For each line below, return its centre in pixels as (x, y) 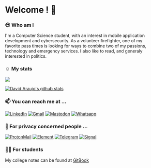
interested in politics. (26, 56)
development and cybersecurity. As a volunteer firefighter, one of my (74, 41)
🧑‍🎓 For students (24, 150)
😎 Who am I (19, 25)
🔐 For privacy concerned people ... (46, 126)
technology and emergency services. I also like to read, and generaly (74, 51)
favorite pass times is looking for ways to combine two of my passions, (76, 46)
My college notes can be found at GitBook (47, 160)
